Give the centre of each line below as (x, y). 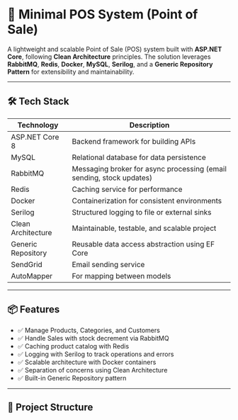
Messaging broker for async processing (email (149, 169)
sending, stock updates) (112, 178)
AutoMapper (32, 276)
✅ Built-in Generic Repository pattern (72, 378)
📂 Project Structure (50, 407)
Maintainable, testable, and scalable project (144, 228)
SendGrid (27, 264)
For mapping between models (121, 276)
